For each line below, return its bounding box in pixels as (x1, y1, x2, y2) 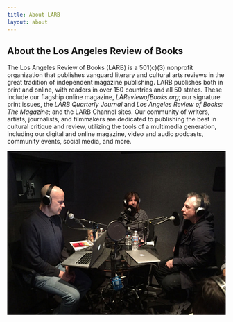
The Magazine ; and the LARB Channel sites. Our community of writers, (7, 108, 210, 116)
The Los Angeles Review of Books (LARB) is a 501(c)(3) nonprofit (7, 63, 193, 72)
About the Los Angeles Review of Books (7, 45, 184, 57)
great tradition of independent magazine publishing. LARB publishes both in (7, 78, 223, 87)
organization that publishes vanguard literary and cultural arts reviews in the (7, 71, 225, 79)
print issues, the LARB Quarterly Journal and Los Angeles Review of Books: (7, 101, 223, 109)
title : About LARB (7, 11, 60, 18)
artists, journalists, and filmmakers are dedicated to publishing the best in (7, 115, 217, 124)
